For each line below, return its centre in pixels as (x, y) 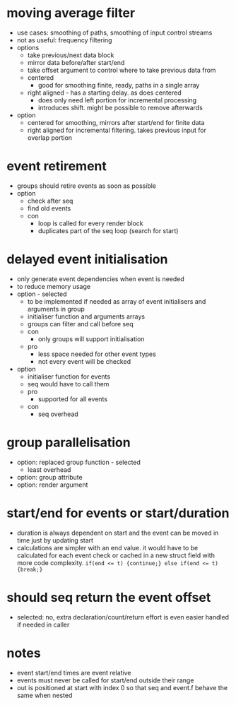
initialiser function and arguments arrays (86, 316)
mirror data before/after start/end (76, 62)
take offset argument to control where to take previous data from (122, 70)
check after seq (50, 201)
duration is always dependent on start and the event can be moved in (118, 533)
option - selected (42, 294)
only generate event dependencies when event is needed (100, 279)
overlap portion (49, 137)
